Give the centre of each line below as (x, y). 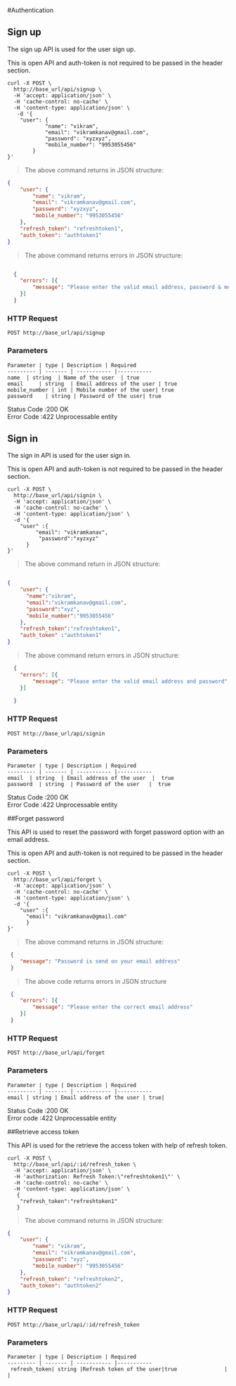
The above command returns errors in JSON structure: (104, 255)
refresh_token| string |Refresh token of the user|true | (119, 1369)
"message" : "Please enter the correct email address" (113, 1007)
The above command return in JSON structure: (92, 564)
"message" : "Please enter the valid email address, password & (127, 288)
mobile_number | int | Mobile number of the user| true (91, 390)
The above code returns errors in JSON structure (96, 981)
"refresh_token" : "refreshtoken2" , (72, 1279)
